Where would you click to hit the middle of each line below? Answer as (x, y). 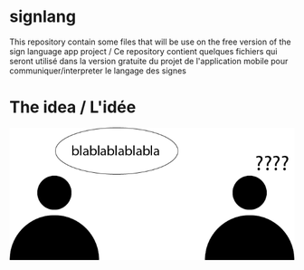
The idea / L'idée (73, 107)
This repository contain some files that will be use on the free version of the (150, 42)
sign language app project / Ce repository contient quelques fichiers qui (143, 51)
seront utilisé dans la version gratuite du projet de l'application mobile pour (149, 61)
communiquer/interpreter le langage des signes (98, 71)
